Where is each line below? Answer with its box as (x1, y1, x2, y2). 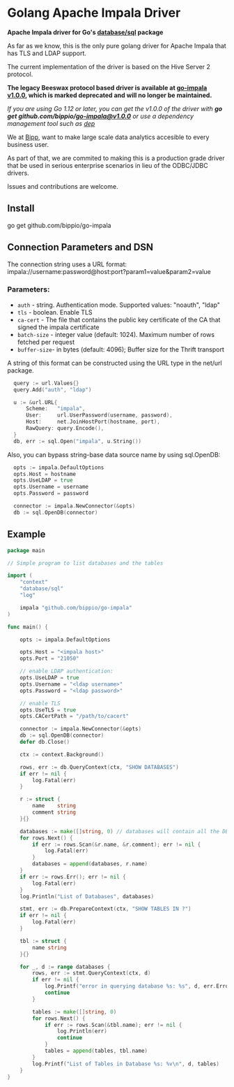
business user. (7, 140, 49, 148)
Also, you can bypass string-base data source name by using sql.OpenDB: (7, 450, 221, 459)
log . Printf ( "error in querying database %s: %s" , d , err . (44, 983, 217, 990)
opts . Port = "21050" (19, 655, 79, 662)
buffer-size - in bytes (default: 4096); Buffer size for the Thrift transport (17, 345, 224, 354)
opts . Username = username (13, 484, 89, 491)
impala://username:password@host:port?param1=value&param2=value (7, 267, 211, 275)
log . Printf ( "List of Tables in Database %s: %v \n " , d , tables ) (32, 1060, 219, 1067)
